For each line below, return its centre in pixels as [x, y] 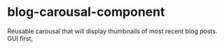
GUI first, [20, 38]
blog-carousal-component [86, 12]
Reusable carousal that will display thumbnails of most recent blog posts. [112, 31]
